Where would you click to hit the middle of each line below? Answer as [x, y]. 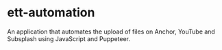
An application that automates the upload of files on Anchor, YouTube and [111, 32]
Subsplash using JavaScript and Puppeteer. [69, 38]
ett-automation [51, 13]
